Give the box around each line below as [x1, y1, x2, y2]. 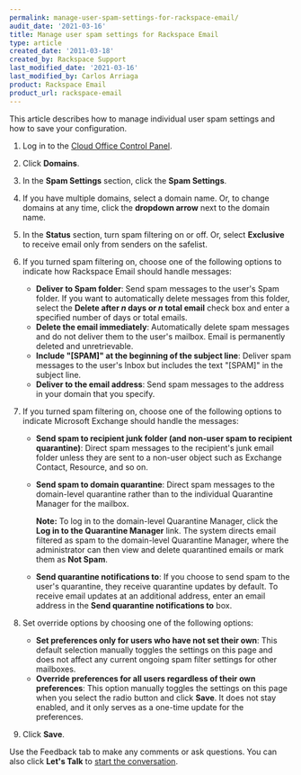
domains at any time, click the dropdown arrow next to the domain [22, 202, 270, 212]
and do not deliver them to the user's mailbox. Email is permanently [35, 330, 286, 342]
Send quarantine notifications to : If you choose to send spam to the [35, 571, 290, 581]
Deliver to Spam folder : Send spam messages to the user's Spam [35, 283, 280, 293]
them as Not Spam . [35, 554, 108, 564]
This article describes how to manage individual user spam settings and [9, 113, 276, 124]
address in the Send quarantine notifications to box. [35, 599, 233, 610]
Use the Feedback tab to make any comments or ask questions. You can [9, 746, 278, 757]
